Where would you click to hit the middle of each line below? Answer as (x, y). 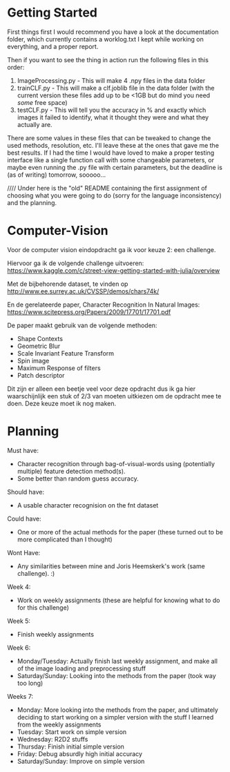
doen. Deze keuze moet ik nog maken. (61, 403)
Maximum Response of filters (59, 368)
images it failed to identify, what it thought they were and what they (113, 117)
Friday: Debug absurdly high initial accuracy (80, 753)
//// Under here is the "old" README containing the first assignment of (107, 188)
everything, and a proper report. (53, 46)
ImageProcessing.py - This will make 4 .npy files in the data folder (111, 80)
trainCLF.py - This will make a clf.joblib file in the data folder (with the (116, 88)
